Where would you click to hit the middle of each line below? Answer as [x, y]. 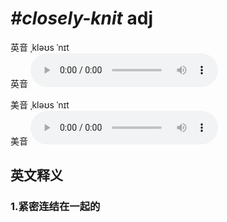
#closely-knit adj [82, 18]
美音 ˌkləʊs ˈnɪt [40, 104]
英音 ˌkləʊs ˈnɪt [40, 47]
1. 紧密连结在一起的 [55, 207]
